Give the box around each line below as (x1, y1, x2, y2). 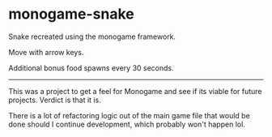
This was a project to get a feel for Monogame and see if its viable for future (8, 86, 262, 96)
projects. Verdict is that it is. (8, 95, 101, 105)
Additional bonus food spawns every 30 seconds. (8, 62, 174, 73)
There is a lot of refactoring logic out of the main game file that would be (8, 110, 251, 120)
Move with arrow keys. (8, 47, 84, 57)
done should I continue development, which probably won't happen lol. (8, 119, 245, 129)
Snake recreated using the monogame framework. (8, 32, 176, 41)
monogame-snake (8, 5, 135, 24)
